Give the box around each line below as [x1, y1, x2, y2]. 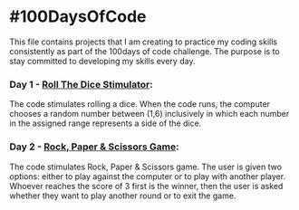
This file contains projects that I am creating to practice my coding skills [9, 36, 278, 47]
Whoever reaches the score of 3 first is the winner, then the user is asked [9, 180, 284, 191]
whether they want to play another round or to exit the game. [9, 190, 236, 201]
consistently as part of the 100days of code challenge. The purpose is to [9, 45, 280, 56]
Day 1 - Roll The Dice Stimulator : [9, 78, 153, 91]
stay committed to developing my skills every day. [9, 55, 196, 66]
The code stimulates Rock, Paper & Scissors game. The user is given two [9, 161, 283, 172]
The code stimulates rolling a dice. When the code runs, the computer [9, 99, 270, 110]
